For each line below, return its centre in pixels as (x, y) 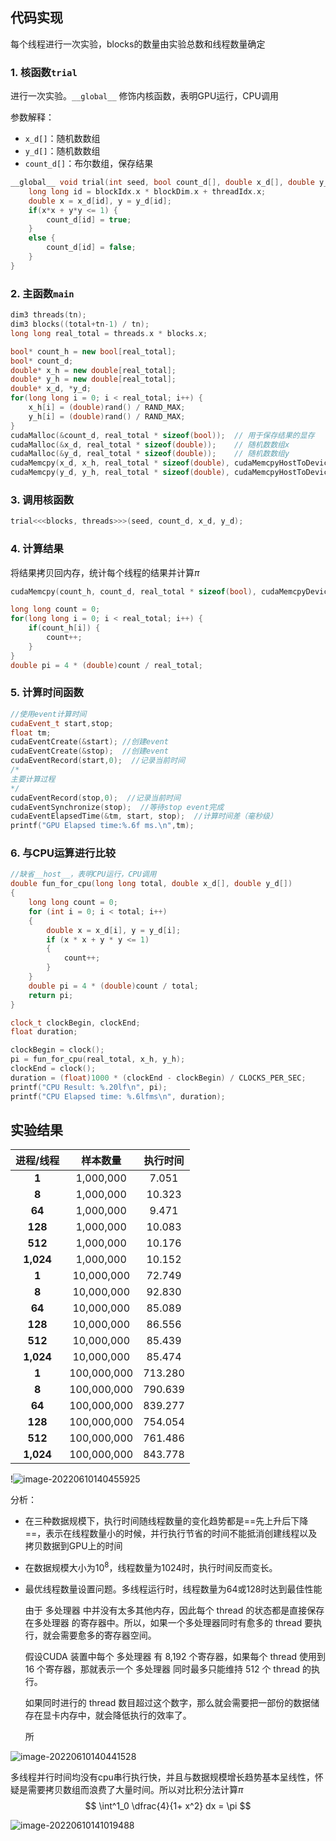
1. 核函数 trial (44, 72)
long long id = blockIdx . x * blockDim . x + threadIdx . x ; (147, 191)
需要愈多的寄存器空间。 (108, 1635)
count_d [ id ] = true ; (89, 219)
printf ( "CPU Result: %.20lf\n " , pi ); (89, 1087)
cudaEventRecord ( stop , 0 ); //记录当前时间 (95, 798)
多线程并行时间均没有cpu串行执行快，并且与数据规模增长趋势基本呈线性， (162, 1777)
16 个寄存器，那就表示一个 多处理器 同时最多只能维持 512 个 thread (162, 1669)
